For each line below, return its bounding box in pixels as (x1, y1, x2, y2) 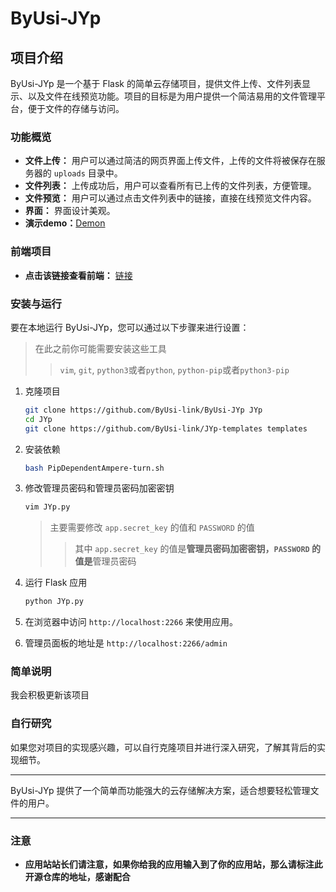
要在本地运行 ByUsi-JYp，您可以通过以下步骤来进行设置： (10, 321, 250, 333)
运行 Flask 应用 (24, 577, 88, 589)
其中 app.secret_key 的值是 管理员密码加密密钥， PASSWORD (74, 543, 310, 555)
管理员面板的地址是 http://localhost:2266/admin (24, 637, 228, 649)
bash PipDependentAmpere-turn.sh (24, 463, 165, 473)
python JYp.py (24, 597, 84, 607)
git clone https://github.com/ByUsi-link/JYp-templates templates (24, 423, 308, 434)
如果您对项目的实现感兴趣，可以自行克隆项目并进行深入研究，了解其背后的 (10, 741, 317, 753)
